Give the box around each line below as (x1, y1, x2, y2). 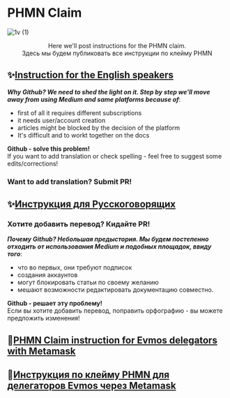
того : (7, 250, 23, 258)
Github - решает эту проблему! (7, 299, 102, 308)
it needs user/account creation (17, 116, 106, 124)
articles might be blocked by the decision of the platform (17, 124, 181, 132)
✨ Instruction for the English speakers (7, 69, 174, 81)
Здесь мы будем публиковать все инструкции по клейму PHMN (22, 49, 213, 57)
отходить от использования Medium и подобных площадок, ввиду (7, 242, 212, 251)
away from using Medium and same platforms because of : (7, 95, 181, 103)
